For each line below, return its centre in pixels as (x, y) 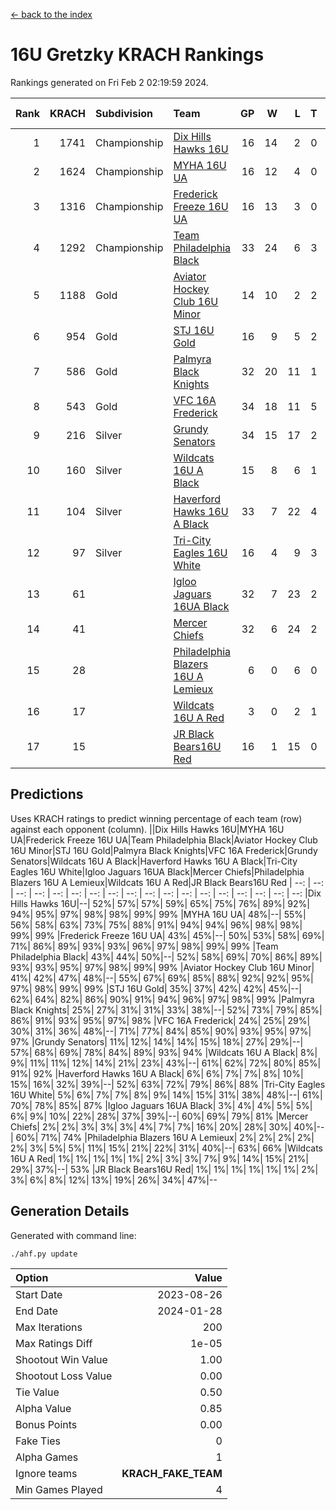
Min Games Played (59, 1489)
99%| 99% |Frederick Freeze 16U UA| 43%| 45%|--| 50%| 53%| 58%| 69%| (167, 935)
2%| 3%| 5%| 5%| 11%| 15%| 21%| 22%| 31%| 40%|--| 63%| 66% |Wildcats (166, 1148)
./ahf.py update (44, 1254)
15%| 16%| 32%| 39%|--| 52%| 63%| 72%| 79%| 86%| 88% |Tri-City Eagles (168, 1084)
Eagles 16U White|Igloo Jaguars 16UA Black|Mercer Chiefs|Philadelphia (157, 871)
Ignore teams (46, 1473)
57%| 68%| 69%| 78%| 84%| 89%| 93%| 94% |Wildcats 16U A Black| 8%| (164, 1052)
